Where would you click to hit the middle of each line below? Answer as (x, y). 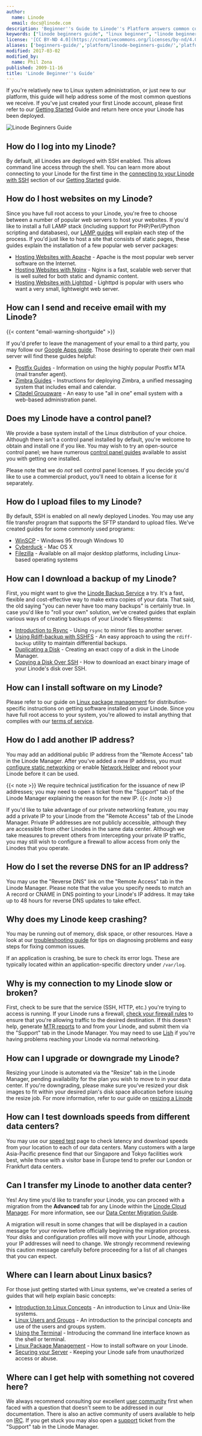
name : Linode (28, 17)
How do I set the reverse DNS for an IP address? (97, 867)
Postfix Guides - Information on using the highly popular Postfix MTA (100, 368)
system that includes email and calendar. (66, 387)
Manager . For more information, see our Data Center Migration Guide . (92, 1212)
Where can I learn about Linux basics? (79, 1275)
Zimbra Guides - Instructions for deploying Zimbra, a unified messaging (103, 380)
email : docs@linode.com (41, 23)
